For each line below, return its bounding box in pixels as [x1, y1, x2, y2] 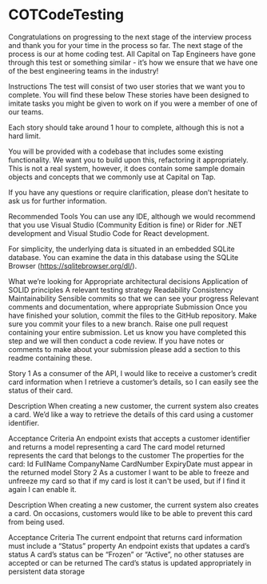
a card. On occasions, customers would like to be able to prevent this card [8, 508, 253, 518]
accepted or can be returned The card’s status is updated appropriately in [8, 558, 252, 567]
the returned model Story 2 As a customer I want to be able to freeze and [8, 467, 249, 477]
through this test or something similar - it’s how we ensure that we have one [8, 58, 258, 67]
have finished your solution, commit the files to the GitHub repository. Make [8, 310, 257, 320]
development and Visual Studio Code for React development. [8, 228, 209, 238]
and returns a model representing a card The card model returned [8, 442, 225, 451]
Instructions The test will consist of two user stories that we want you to [8, 82, 245, 91]
